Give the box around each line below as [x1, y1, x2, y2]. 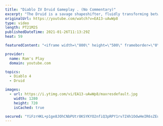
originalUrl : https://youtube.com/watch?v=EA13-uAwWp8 [5, 16, 118, 21]
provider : [5, 51, 25, 56]
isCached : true [14, 105, 45, 110]
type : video [5, 20, 29, 26]
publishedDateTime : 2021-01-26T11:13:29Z [5, 30, 90, 34]
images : [5, 87, 21, 92]
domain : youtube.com [9, 61, 51, 65]
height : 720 [14, 100, 38, 106]
